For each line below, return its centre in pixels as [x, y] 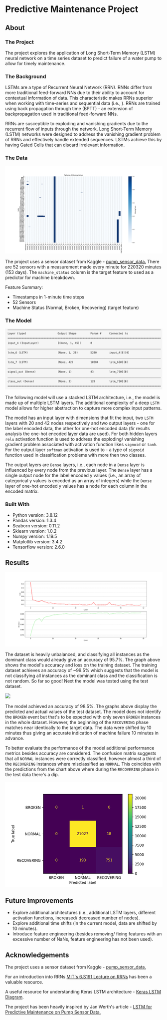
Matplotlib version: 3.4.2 [37, 542]
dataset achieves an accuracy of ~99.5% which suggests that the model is [82, 670]
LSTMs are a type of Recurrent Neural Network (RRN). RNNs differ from [79, 87]
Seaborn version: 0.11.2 [36, 526]
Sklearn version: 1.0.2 [34, 531]
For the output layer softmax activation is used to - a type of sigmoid [75, 450]
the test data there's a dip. [32, 774]
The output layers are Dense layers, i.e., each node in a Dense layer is [75, 465]
